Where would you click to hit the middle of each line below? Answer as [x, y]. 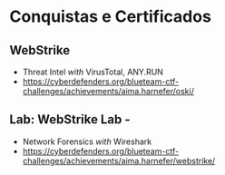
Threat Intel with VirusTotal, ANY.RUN [93, 72]
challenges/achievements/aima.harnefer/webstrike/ [119, 160]
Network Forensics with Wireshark [87, 141]
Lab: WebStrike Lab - [70, 120]
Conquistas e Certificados [110, 17]
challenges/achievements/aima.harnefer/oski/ [108, 91]
